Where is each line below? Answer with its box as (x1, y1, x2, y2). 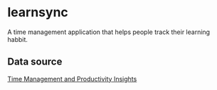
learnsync (7, 4, 69, 21)
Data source (7, 56, 63, 68)
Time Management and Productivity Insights (7, 74, 137, 83)
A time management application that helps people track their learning (7, 28, 211, 36)
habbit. (7, 35, 28, 43)
